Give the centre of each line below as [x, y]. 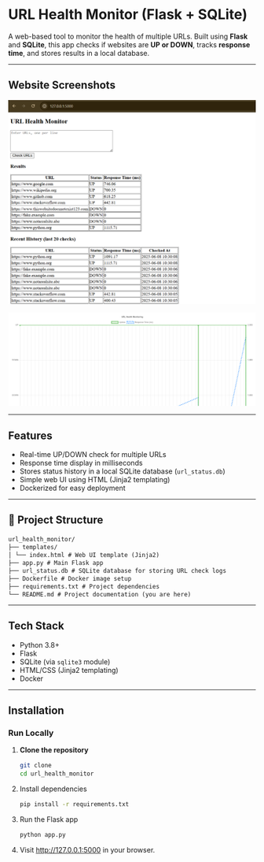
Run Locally [31, 733]
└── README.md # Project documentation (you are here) [100, 594]
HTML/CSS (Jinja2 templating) [69, 670]
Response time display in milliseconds [81, 463]
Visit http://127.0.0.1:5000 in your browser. [87, 849]
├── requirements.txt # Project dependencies [84, 586]
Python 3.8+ [40, 645]
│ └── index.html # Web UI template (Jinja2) [84, 555]
